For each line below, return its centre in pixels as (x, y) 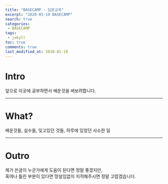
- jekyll (16, 38)
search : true (19, 19)
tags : (11, 33)
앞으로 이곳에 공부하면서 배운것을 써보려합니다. (51, 91)
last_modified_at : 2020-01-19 (37, 51)
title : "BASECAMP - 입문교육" (34, 10)
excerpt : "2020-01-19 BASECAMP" (39, 14)
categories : (17, 24)
